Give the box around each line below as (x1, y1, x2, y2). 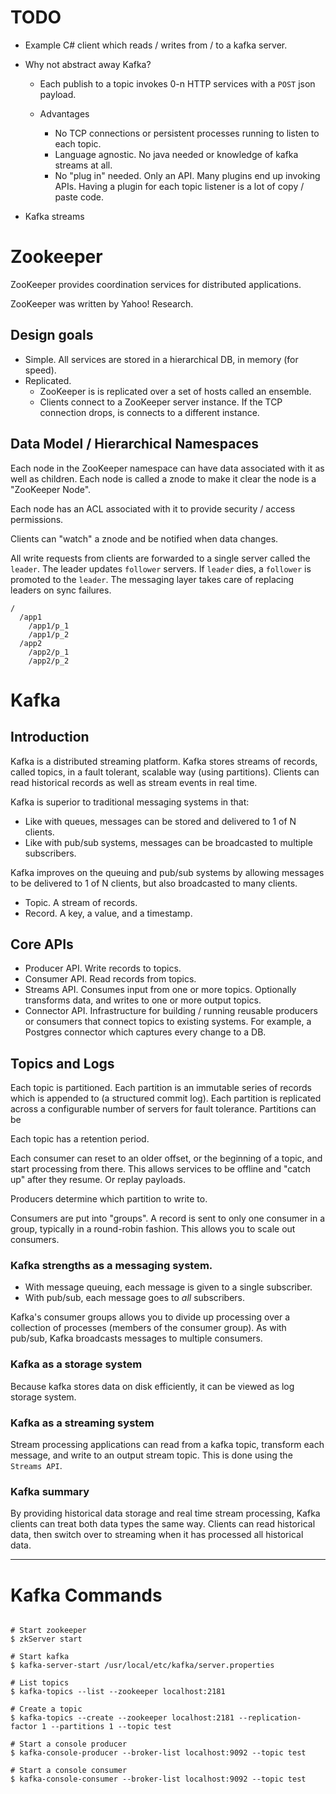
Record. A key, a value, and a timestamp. (24, 907, 193, 919)
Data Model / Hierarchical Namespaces (10, 436, 260, 453)
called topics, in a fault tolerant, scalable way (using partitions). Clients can (10, 766, 320, 778)
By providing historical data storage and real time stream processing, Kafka (10, 1507, 321, 1520)
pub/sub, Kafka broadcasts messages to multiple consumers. (10, 1332, 263, 1345)
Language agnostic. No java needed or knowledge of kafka (54, 148, 299, 160)
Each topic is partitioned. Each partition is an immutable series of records (10, 1082, 312, 1094)
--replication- (238, 1713, 302, 1723)
